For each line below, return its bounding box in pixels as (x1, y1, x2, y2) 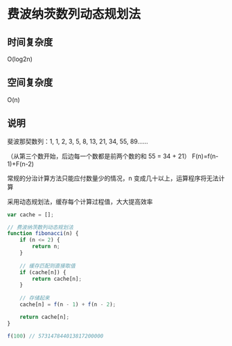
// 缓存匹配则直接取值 (19, 262, 76, 269)
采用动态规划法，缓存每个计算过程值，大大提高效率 (7, 197, 153, 205)
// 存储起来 (19, 295, 50, 302)
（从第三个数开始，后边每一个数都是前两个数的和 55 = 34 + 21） (7, 152, 190, 160)
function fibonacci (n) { (7, 230, 79, 237)
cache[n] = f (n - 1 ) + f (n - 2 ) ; (19, 301, 116, 308)
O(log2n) (7, 55, 33, 63)
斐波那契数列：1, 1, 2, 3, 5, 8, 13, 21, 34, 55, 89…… (7, 137, 149, 146)
